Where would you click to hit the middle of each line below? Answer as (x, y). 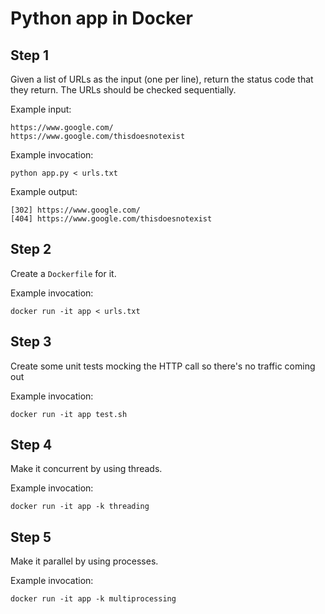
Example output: (44, 191)
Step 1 (30, 55)
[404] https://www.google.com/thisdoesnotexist (111, 219)
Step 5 (31, 537)
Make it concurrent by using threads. (86, 469)
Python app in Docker (101, 18)
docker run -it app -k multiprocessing (93, 599)
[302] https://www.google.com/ (75, 210)
